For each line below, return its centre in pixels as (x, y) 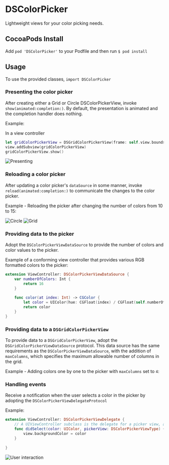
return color (37, 307)
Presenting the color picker (39, 92)
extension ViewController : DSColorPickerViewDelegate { (65, 420)
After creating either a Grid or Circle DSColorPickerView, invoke (71, 103)
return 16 (33, 284)
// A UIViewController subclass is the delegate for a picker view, (88, 424)
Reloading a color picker (35, 174)
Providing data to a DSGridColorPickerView (57, 329)
